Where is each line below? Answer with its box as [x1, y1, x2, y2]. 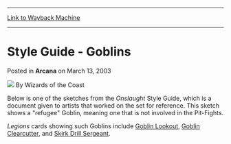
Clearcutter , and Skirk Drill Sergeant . [7, 129, 111, 137]
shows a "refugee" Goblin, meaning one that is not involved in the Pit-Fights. [7, 108, 224, 117]
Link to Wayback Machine [7, 14, 80, 21]
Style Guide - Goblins [7, 44, 131, 60]
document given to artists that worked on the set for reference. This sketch [7, 101, 220, 110]
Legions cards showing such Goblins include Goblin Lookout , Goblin [7, 121, 201, 130]
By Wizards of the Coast [15, 80, 85, 89]
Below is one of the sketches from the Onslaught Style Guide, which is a [7, 94, 212, 102]
